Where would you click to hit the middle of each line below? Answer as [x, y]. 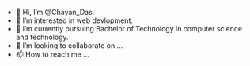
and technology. [42, 37]
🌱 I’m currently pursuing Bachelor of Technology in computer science [129, 29]
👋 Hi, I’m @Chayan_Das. [55, 12]
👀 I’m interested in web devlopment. [74, 20]
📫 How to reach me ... [52, 54]
